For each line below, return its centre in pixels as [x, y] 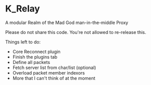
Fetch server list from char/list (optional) [54, 67]
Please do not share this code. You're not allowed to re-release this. [76, 32]
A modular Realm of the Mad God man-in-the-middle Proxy [67, 22]
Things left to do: [23, 42]
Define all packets [31, 62]
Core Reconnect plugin [36, 51]
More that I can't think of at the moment [54, 78]
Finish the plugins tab [35, 57]
